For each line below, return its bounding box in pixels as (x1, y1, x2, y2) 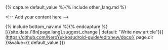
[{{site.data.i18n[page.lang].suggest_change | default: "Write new (5, 29, 142, 34)
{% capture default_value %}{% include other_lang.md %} (5, 4, 127, 10)
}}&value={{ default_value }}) (5, 39, 65, 45)
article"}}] (142, 29, 163, 34)
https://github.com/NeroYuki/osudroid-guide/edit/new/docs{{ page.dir (7, 34, 154, 40)
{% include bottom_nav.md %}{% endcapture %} (5, 23, 108, 29)
